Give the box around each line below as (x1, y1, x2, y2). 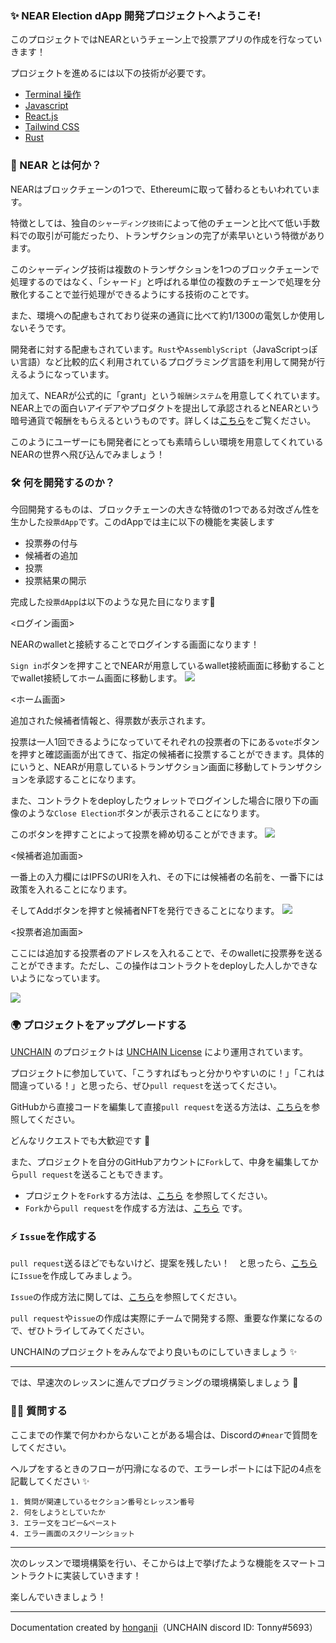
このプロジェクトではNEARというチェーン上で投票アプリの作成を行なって (10, 33, 314, 46)
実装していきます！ (62, 1569, 142, 1581)
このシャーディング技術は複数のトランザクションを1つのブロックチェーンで (10, 263, 320, 275)
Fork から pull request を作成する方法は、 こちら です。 (24, 1202, 248, 1214)
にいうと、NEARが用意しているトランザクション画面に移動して (10, 760, 270, 772)
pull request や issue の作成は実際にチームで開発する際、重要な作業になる (10, 1312, 315, 1324)
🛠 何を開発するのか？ (10, 475, 116, 489)
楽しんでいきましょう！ (10, 1590, 107, 1602)
